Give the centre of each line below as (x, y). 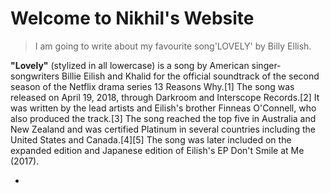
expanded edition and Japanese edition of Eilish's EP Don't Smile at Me (157, 150)
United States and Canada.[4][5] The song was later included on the (151, 139)
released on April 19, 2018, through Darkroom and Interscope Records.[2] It (165, 97)
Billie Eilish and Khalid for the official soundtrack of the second (190, 76)
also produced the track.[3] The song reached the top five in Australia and (163, 118)
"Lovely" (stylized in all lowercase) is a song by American (130, 65)
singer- (266, 65)
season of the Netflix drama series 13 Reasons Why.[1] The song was (152, 86)
